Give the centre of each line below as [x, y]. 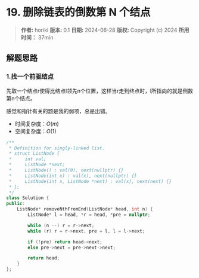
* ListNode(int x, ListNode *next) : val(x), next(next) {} [90, 181]
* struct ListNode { [34, 154]
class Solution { [28, 198]
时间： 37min [37, 37]
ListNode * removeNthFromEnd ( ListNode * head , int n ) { [85, 209]
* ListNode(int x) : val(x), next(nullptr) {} [73, 176]
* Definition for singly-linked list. [57, 148]
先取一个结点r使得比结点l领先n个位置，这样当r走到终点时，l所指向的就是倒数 [100, 91]
